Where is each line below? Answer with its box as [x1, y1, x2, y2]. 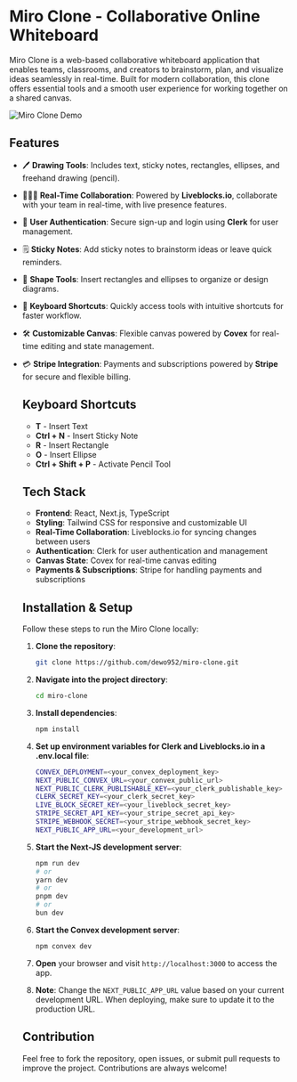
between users [35, 536, 91, 547]
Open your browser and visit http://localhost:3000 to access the [35, 957, 277, 968]
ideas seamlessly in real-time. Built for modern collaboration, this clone [9, 73, 269, 84]
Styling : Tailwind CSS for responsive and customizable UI [35, 517, 247, 528]
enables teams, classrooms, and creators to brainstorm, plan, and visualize [9, 64, 284, 75]
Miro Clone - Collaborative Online [9, 6, 261, 27]
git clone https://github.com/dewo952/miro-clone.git [35, 658, 239, 667]
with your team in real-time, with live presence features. [21, 199, 227, 210]
